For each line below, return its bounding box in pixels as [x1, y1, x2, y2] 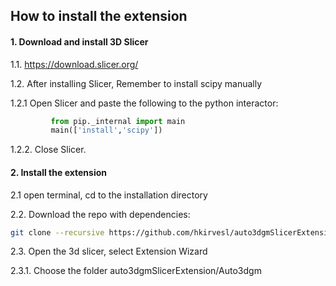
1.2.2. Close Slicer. [10, 144, 87, 156]
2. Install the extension [10, 166, 107, 178]
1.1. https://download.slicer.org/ [10, 58, 139, 70]
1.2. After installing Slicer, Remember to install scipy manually [10, 77, 263, 89]
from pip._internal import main [50, 116, 186, 126]
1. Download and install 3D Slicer [10, 35, 149, 48]
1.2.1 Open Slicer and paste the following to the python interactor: [10, 97, 279, 109]
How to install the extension [10, 8, 188, 25]
